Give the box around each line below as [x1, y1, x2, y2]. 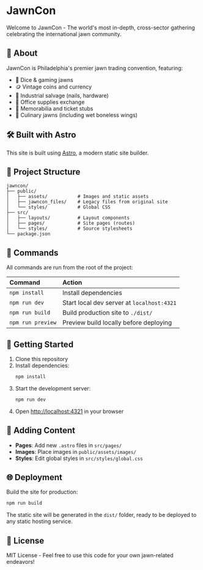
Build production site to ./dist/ [62, 309, 153, 317]
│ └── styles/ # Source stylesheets [6, 225, 133, 232]
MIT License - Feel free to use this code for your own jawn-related [6, 552, 174, 559]
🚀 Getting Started [6, 339, 74, 349]
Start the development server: [15, 384, 91, 392]
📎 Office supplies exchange [15, 98, 85, 106]
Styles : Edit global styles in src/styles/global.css [15, 455, 143, 462]
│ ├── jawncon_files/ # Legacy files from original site [6, 199, 168, 205]
